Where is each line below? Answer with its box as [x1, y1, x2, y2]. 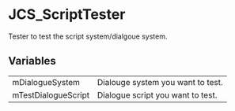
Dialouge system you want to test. [97, 76, 223, 87]
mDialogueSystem [12, 76, 81, 87]
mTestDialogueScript [12, 89, 89, 100]
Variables [8, 54, 57, 68]
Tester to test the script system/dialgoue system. [8, 31, 168, 41]
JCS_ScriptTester [8, 6, 126, 24]
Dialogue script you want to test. [97, 89, 218, 100]
